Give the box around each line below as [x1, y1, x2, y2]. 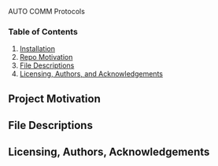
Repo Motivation [19, 53, 73, 62]
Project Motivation [8, 92, 101, 105]
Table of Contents [8, 26, 79, 37]
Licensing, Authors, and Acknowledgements [19, 69, 164, 79]
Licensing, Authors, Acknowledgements [8, 146, 210, 159]
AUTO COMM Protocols [8, 7, 85, 16]
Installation [19, 44, 56, 53]
